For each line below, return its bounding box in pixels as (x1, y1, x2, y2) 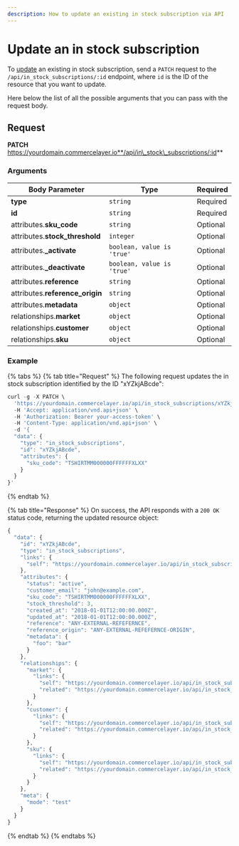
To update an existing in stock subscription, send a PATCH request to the (7, 65, 217, 73)
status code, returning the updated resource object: (7, 513, 159, 522)
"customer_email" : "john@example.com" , (26, 587, 144, 595)
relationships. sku (11, 334, 69, 344)
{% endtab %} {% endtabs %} (7, 831, 96, 840)
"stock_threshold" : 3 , (26, 600, 94, 607)
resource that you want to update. (7, 80, 107, 88)
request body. (7, 101, 48, 110)
